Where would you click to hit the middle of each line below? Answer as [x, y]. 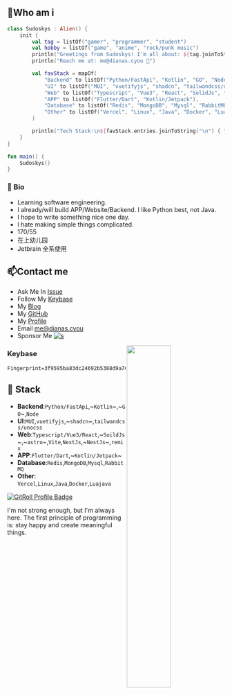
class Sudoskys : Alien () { [48, 28]
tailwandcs [110, 421]
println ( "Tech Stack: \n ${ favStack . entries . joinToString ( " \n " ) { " [129, 131]
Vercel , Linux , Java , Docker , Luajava [64, 483]
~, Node [30, 414]
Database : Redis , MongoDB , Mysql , [61, 462]
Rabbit [114, 463]
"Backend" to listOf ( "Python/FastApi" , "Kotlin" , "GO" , [126, 80]
